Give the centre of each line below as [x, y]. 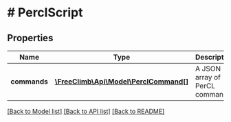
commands [29, 82]
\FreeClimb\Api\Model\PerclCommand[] [122, 82]
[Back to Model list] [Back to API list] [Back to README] [86, 111]
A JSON [208, 69]
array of [208, 77]
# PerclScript [45, 13]
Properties [30, 38]
